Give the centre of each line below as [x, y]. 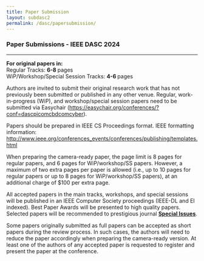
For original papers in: [35, 63]
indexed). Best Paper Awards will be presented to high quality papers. [93, 207]
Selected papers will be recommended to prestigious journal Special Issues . [102, 214]
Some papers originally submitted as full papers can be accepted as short [99, 225]
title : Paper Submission [38, 12]
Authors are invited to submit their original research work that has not [93, 88]
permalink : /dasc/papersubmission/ [51, 23]
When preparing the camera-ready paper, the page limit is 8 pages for [94, 157]
